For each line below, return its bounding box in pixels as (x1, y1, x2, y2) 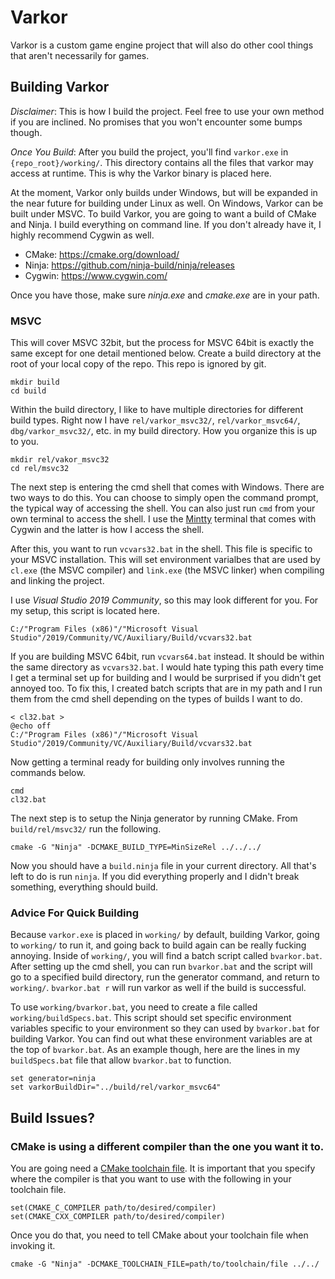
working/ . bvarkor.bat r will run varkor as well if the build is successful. (10, 982, 307, 994)
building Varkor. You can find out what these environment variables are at (10, 1033, 313, 1045)
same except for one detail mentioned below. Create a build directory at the (10, 347, 322, 360)
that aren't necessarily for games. (10, 49, 150, 61)
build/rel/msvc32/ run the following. (10, 823, 162, 835)
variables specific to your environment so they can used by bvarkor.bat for (10, 1022, 320, 1035)
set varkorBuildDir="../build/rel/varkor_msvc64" (10, 1082, 222, 1093)
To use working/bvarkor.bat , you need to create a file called (10, 1001, 258, 1013)
